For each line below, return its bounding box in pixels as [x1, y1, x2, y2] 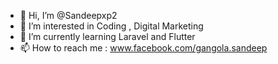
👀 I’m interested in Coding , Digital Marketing [19, 20, 204, 32]
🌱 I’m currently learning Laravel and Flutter [19, 31, 196, 42]
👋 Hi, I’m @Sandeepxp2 [19, 10, 118, 21]
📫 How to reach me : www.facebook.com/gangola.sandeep [19, 42, 268, 54]
